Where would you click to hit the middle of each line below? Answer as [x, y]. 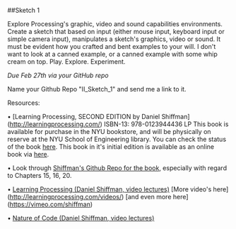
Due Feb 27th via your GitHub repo [58, 75]
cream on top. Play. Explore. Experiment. [66, 62]
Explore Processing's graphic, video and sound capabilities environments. [115, 24]
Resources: [24, 103]
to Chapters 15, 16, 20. [40, 175]
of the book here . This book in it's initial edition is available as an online [111, 147]
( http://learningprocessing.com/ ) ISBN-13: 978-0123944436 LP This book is [118, 124]
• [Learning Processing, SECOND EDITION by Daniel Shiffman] [99, 117]
